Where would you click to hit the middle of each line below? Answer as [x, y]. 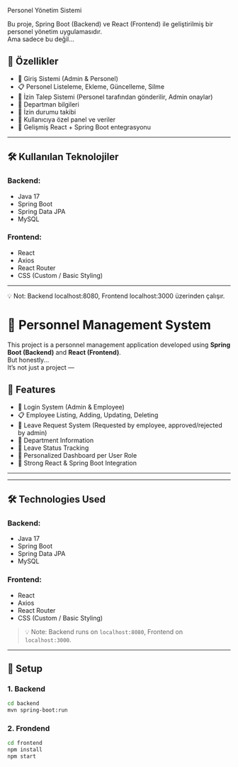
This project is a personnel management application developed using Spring [119, 345]
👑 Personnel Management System [109, 324]
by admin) [32, 432]
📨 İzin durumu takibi [47, 112]
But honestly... [28, 360]
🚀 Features [32, 390]
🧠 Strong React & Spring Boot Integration [77, 463]
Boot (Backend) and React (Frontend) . [64, 352]
